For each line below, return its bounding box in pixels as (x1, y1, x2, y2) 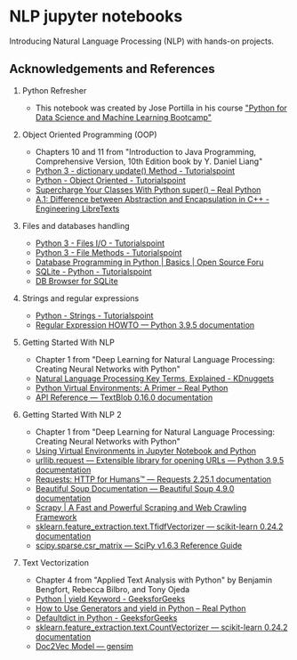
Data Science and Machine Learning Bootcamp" (35, 111, 212, 122)
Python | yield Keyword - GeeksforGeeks (35, 593, 186, 604)
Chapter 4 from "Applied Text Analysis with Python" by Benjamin (35, 574, 273, 585)
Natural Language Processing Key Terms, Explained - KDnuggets (35, 372, 274, 384)
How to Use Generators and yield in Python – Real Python (35, 603, 246, 614)
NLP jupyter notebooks (9, 6, 183, 27)
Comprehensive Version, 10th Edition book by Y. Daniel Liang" (35, 156, 263, 167)
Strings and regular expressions (21, 292, 140, 304)
